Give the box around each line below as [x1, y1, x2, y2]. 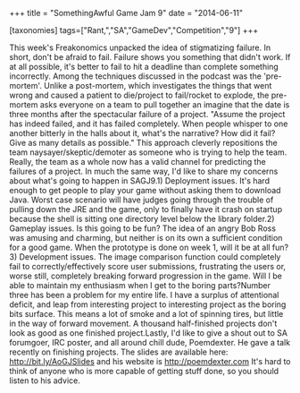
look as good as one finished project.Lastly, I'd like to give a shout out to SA [9, 328, 288, 338]
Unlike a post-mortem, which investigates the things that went [44, 81, 272, 90]
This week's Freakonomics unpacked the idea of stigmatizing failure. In [9, 42, 271, 53]
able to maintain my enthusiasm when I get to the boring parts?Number [9, 280, 271, 290]
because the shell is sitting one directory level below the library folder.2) [9, 214, 275, 224]
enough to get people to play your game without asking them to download [9, 185, 281, 195]
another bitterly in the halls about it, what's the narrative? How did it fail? [9, 128, 276, 138]
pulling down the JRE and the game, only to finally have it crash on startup [9, 204, 283, 214]
